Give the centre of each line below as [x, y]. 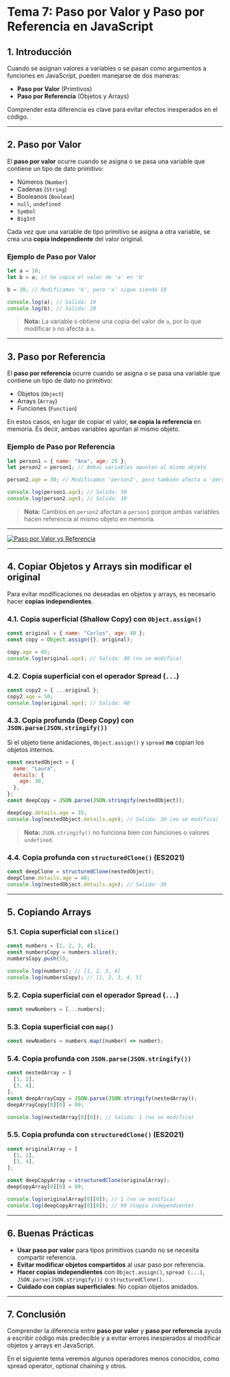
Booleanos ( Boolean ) [46, 196]
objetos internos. [31, 749]
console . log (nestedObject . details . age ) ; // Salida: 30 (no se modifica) [113, 819]
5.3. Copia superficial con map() [61, 1026]
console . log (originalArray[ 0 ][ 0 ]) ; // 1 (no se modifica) [91, 1199]
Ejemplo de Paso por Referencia [61, 447]
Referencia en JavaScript [80, 26]
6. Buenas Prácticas [51, 1233]
